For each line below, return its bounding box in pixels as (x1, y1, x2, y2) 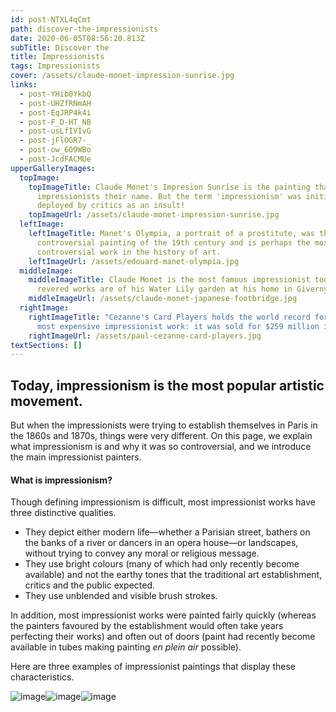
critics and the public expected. (24, 579, 156, 591)
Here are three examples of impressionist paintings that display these (10, 661, 296, 673)
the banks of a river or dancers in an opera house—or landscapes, (24, 537, 299, 549)
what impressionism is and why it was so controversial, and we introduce (10, 441, 312, 453)
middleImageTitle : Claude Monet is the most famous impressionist (28, 275, 311, 285)
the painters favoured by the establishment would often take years (10, 620, 284, 632)
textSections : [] (10, 340, 83, 350)
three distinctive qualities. (10, 507, 117, 519)
